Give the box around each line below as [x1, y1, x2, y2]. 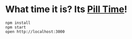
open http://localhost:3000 [5, 29, 65, 34]
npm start [5, 24, 27, 30]
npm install [5, 20, 31, 25]
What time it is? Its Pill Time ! [5, 4, 127, 15]
